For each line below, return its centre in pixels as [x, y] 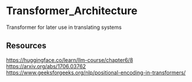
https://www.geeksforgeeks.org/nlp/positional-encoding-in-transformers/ [96, 73]
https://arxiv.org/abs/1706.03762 [46, 66]
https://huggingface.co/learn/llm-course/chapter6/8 [70, 60]
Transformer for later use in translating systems [64, 27]
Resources [26, 46]
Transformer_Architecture [72, 11]
